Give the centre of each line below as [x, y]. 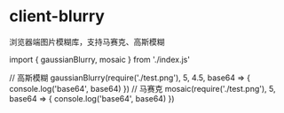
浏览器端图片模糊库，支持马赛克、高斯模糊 [87, 41]
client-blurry [57, 16]
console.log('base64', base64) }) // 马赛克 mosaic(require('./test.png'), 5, [142, 88]
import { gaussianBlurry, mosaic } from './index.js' [100, 59]
